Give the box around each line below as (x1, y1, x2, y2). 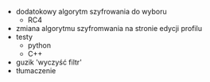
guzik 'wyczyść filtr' (15, 57, 82, 67)
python (27, 41, 52, 50)
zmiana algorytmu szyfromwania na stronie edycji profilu (15, 24, 203, 33)
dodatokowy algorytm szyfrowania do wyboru (15, 7, 167, 16)
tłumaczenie (15, 66, 56, 75)
